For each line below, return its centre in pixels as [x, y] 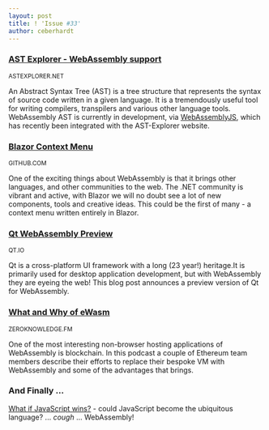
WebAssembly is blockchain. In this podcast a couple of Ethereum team [128, 352]
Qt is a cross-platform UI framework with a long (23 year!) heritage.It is [127, 266]
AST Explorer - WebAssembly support [85, 59]
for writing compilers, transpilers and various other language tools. [120, 108]
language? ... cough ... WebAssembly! [71, 417]
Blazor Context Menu [51, 147]
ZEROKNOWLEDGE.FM [41, 329]
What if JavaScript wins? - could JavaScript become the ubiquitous [121, 408]
